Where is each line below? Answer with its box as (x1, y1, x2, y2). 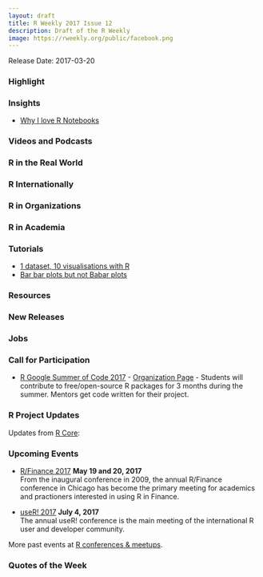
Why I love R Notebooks (19, 115, 100, 125)
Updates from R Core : (8, 428, 80, 438)
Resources (8, 290, 51, 301)
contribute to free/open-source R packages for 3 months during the (19, 381, 244, 391)
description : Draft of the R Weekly (8, 26, 130, 34)
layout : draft (8, 11, 56, 20)
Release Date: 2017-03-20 (8, 56, 95, 66)
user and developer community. (19, 524, 126, 534)
